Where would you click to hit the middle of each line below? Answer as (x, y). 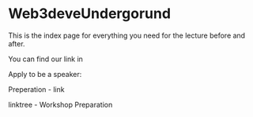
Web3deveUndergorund (90, 14)
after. (17, 43)
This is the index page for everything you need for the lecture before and (127, 35)
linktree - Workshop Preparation (60, 104)
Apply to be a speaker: (45, 74)
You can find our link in (45, 59)
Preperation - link (36, 89)
